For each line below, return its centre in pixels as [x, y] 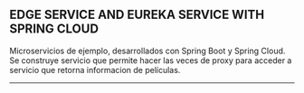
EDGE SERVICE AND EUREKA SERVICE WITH [137, 15]
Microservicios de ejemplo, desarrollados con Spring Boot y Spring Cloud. [147, 51]
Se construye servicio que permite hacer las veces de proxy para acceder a [151, 60]
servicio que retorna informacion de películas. [95, 70]
